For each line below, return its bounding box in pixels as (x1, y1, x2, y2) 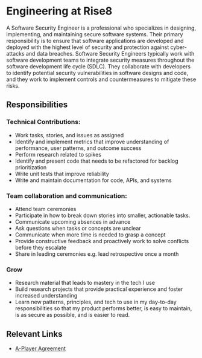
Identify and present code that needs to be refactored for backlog (14, 157, 179, 164)
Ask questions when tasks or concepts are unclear (14, 224, 141, 232)
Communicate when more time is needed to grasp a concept (14, 231, 166, 238)
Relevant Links (6, 328, 63, 339)
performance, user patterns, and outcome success (14, 144, 142, 152)
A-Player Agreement (14, 345, 66, 352)
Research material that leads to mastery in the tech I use (14, 279, 156, 287)
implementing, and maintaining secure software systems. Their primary (6, 30, 183, 37)
